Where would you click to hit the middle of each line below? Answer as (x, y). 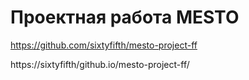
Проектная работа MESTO (125, 17)
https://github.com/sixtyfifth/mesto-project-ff (104, 45)
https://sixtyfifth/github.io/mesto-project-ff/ (100, 64)
